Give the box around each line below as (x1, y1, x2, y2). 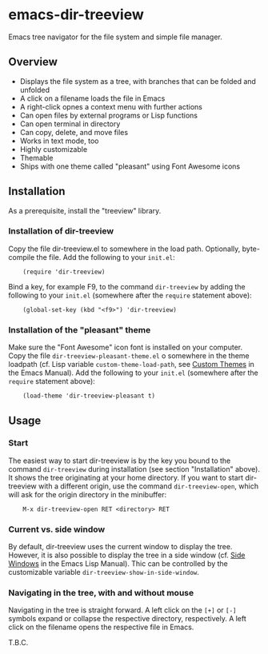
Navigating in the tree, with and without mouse (8, 588, 194, 599)
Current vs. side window (8, 524, 106, 535)
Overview (8, 55, 58, 69)
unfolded (19, 85, 50, 94)
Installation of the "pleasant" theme (8, 324, 151, 335)
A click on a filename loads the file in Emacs (19, 94, 166, 103)
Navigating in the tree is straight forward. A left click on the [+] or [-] (8, 605, 238, 615)
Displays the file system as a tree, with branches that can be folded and (19, 76, 256, 86)
